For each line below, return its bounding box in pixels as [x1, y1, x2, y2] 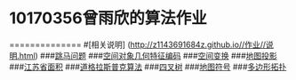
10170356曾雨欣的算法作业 [9, 8, 207, 28]
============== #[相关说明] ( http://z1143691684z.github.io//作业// [9, 39, 267, 50]
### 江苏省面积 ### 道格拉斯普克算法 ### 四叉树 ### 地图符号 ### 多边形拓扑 [9, 61, 287, 72]
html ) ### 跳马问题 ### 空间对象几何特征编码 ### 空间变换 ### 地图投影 [19, 50, 277, 60]
